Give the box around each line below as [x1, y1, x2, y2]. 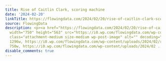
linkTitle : [5, 16, 28, 21]
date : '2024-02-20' [5, 12, 45, 17]
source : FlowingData [5, 21, 48, 26]
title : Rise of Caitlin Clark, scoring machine [5, 7, 105, 12]
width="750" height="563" [9, 30, 63, 35]
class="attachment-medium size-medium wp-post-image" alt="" [9, 35, 138, 40]
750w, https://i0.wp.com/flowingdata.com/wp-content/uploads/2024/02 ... [9, 44, 165, 49]
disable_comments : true [5, 48, 54, 53]
